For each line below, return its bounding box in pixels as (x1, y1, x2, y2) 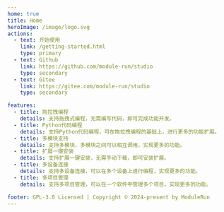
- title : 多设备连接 (13, 161, 69, 168)
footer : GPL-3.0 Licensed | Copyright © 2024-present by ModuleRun (7, 194, 211, 201)
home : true (7, 10, 40, 18)
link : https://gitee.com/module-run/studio (20, 83, 151, 90)
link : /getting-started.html (20, 43, 106, 50)
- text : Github (13, 57, 59, 64)
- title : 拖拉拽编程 (13, 109, 69, 116)
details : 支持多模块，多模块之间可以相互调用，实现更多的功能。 (20, 141, 186, 148)
